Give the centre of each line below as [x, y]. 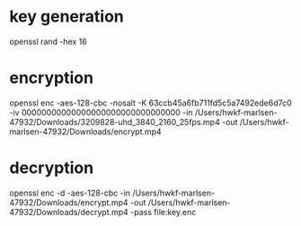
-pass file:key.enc [163, 212]
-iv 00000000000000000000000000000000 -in [101, 112]
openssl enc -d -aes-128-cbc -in [70, 193]
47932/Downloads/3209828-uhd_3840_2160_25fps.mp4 [115, 122]
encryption [52, 78]
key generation [66, 17]
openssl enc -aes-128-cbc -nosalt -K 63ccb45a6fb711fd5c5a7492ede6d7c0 [150, 103]
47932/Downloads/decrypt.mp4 [69, 212]
